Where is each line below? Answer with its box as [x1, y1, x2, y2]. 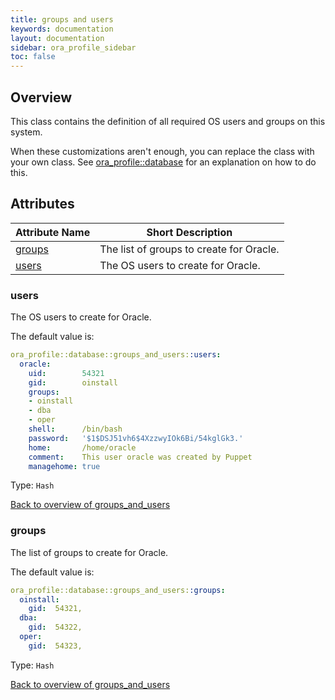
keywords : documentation [10, 24, 114, 34]
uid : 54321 [28, 368, 105, 378]
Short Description [146, 225, 233, 239]
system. [10, 126, 43, 138]
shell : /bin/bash [28, 424, 123, 435]
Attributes [10, 196, 75, 213]
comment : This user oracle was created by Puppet [28, 452, 253, 462]
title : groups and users [10, 14, 114, 25]
